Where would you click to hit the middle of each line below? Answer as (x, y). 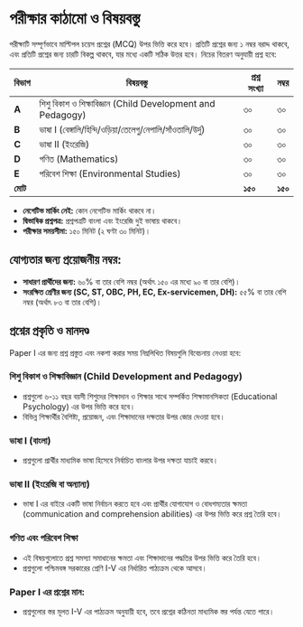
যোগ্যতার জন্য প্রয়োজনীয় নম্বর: (65, 260)
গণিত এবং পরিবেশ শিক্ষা (44, 538)
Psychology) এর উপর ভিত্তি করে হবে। (78, 407)
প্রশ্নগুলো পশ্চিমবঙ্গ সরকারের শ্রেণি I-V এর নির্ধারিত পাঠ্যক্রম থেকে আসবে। (115, 567)
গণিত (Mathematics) (79, 159)
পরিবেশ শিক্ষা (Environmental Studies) (110, 173)
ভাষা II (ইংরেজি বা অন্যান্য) (50, 484)
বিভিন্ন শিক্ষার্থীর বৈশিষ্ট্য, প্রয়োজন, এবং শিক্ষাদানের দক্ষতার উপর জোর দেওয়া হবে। (124, 416)
